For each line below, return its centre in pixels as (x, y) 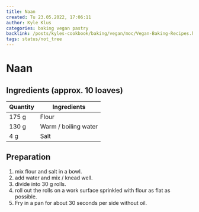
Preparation (28, 157)
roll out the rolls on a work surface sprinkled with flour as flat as (92, 190)
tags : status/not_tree (34, 39)
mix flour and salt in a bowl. (48, 171)
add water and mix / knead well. (54, 178)
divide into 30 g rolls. (40, 184)
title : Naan (21, 12)
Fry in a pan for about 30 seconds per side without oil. (81, 203)
